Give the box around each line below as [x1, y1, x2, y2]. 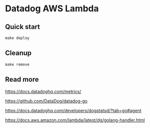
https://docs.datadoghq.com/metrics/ [5, 88, 82, 94]
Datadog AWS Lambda [5, 3, 99, 14]
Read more [5, 75, 39, 84]
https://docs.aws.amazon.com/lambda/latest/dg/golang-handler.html [5, 117, 145, 123]
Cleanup [5, 49, 32, 57]
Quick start [5, 23, 40, 31]
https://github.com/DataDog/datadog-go [5, 98, 88, 104]
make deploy [5, 35, 30, 40]
